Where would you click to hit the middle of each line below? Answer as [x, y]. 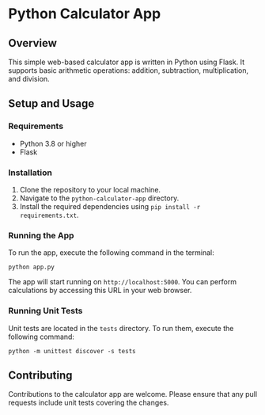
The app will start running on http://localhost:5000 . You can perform [123, 282]
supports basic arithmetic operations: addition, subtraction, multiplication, [129, 70]
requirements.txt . [49, 215]
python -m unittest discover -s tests [72, 351]
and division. [29, 79]
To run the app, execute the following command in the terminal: [112, 253]
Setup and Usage [51, 104]
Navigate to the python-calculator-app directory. [99, 198]
